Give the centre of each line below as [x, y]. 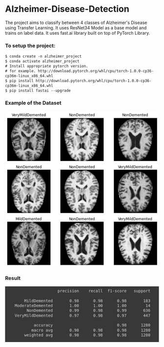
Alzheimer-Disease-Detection [67, 9]
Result [13, 278]
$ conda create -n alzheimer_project [43, 57]
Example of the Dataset [33, 103]
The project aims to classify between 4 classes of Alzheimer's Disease [76, 23]
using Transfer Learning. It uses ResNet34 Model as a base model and [76, 27]
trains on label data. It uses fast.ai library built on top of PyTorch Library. [78, 33]
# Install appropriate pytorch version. [47, 66]
